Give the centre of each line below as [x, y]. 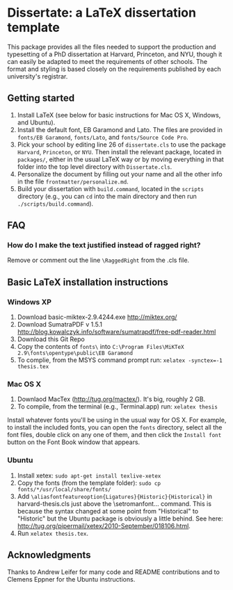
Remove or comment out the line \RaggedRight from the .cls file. [98, 260]
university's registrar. [38, 76]
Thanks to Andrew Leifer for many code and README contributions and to [114, 572]
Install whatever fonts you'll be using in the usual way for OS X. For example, [117, 420]
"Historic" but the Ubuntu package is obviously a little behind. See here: [120, 518]
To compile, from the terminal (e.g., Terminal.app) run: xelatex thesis [117, 407]
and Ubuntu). [36, 122]
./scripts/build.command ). [55, 204]
